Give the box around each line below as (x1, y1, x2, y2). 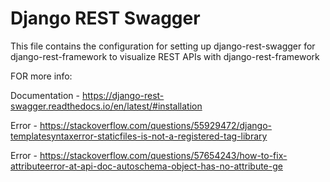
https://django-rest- (81, 89, 165, 101)
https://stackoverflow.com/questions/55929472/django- (39, 119, 273, 131)
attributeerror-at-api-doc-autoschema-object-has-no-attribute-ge (10, 160, 283, 172)
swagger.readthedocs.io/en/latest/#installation (10, 100, 203, 112)
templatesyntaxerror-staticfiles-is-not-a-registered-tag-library (10, 130, 268, 142)
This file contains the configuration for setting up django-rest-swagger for (10, 40, 316, 52)
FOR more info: (10, 70, 73, 82)
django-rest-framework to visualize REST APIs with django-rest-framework (10, 50, 320, 62)
